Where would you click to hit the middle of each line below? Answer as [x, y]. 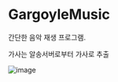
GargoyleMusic [59, 15]
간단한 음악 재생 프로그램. [47, 37]
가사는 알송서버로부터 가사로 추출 [59, 54]
